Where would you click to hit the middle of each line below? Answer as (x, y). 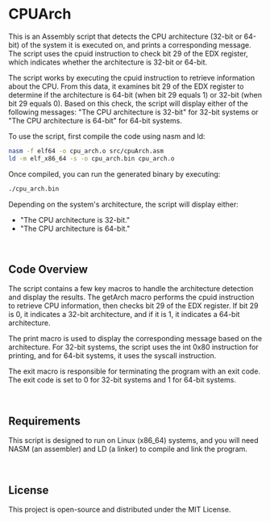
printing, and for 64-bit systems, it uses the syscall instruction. (112, 356)
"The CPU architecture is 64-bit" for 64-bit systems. (96, 120)
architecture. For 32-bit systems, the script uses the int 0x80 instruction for (134, 347)
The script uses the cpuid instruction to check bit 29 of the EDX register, (128, 53)
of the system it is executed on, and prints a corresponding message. (136, 44)
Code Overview (48, 269)
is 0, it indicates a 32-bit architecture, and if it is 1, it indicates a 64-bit (124, 315)
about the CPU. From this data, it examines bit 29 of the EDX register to (126, 86)
